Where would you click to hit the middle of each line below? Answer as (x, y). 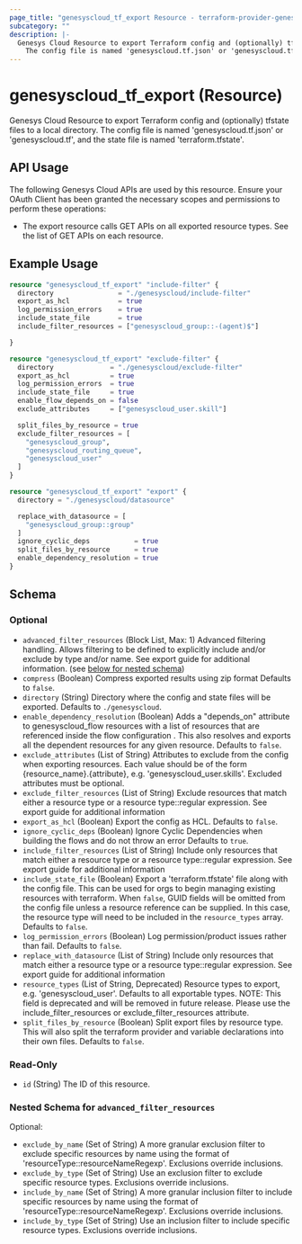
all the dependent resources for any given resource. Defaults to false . (152, 745)
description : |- (40, 34)
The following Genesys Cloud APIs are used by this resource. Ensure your (146, 189)
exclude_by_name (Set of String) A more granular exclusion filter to (143, 1144)
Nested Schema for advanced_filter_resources (112, 1107)
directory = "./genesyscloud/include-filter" (134, 293)
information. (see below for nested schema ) (103, 668)
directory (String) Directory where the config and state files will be (147, 697)
